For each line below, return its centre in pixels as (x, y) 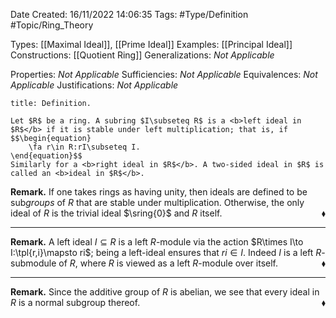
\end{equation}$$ (46, 156)
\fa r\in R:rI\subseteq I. (84, 147)
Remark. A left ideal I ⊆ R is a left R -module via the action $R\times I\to (157, 242)
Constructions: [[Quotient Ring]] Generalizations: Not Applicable (142, 55)
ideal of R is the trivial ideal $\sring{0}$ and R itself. (116, 213)
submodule (33, 263)
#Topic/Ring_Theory (52, 25)
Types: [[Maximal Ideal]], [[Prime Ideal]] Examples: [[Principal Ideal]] (151, 44)
